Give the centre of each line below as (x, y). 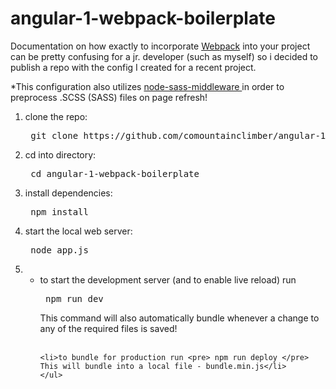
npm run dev (74, 298)
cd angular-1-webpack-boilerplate (115, 173)
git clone (54, 135)
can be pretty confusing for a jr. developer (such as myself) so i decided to (164, 56)
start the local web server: (78, 231)
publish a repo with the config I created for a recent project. (133, 67)
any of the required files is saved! (108, 328)
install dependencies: (68, 193)
